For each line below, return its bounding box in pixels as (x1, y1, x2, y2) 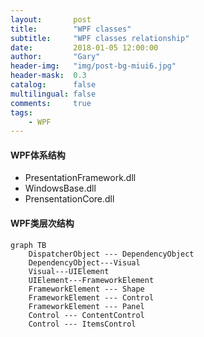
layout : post (10, 14, 92, 25)
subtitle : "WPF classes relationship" (10, 33, 190, 43)
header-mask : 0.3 (10, 71, 87, 81)
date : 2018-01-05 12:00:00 (10, 42, 159, 53)
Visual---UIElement (28, 266, 110, 276)
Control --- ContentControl (28, 310, 145, 320)
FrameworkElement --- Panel (28, 301, 145, 311)
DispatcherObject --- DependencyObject (28, 249, 195, 259)
